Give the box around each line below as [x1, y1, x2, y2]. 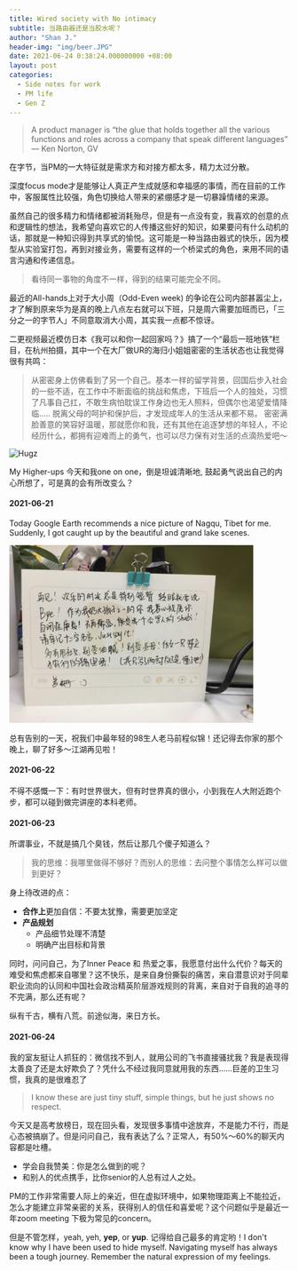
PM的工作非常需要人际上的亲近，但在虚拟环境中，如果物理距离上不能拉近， [9, 1191, 286, 1202]
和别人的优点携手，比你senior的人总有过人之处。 [21, 1172, 201, 1183]
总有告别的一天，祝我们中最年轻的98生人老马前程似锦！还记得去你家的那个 [9, 733, 284, 743]
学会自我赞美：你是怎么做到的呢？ [21, 1161, 147, 1172]
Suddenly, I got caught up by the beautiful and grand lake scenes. [9, 527, 250, 537]
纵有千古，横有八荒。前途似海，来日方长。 [9, 1011, 165, 1021]
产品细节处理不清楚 [35, 928, 106, 939]
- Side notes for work [17, 80, 101, 89]
